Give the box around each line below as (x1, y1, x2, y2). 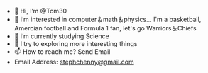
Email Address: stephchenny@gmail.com (13, 57, 135, 66)
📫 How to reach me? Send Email (13, 47, 111, 56)
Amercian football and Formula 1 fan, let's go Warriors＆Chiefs (13, 24, 197, 32)
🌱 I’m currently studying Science (13, 32, 110, 40)
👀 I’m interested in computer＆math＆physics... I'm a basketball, (13, 15, 202, 23)
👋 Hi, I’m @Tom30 (13, 7, 67, 15)
